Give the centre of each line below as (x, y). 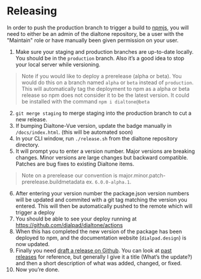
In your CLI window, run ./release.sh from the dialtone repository (97, 138)
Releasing (32, 11)
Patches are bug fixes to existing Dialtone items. (75, 164)
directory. (27, 145)
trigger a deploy (35, 212)
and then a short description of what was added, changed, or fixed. (98, 263)
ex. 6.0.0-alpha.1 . (109, 182)
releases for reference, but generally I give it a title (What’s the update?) (104, 257)
